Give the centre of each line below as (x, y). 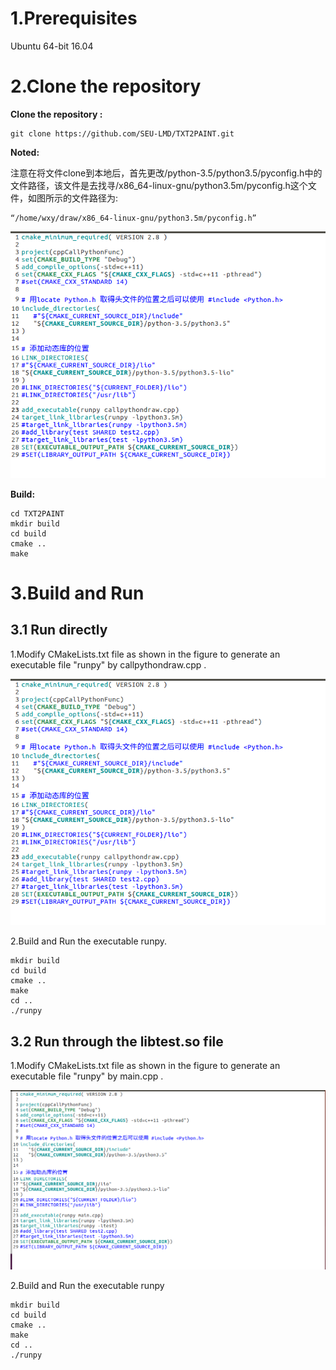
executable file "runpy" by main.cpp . (87, 1076)
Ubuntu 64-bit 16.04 (52, 46)
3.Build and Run (77, 593)
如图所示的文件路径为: (73, 198)
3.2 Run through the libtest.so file (117, 1041)
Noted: (25, 152)
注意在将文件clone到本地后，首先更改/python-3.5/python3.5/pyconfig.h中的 (166, 173)
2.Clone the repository (106, 86)
